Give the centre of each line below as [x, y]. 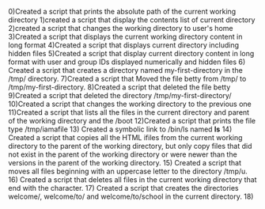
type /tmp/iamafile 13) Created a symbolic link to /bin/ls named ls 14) [120, 129]
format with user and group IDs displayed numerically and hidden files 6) [127, 62]
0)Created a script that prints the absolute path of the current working [122, 11]
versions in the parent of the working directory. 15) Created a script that [125, 163]
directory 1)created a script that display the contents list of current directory [132, 20]
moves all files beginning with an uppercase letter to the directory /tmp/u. [128, 171]
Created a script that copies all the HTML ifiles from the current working [125, 137]
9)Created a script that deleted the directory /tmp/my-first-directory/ [120, 95]
